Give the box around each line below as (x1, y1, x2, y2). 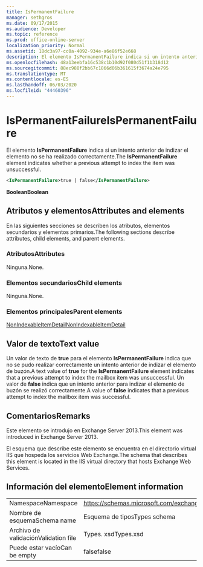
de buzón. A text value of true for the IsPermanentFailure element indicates (6, 368, 195, 375)
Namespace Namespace (9, 499, 78, 507)
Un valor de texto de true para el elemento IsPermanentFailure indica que (6, 355, 192, 362)
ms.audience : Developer (6, 25, 66, 32)
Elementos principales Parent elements (6, 308, 123, 316)
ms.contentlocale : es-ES (6, 76, 69, 82)
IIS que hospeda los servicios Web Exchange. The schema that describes (6, 452, 187, 459)
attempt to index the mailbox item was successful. (6, 394, 131, 401)
